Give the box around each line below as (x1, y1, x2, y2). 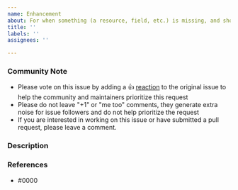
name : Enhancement (7, 10, 62, 18)
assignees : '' (7, 37, 50, 44)
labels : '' (7, 30, 40, 38)
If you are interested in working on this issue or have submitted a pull (17, 116, 220, 124)
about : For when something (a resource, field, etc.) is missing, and (7, 17, 220, 24)
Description (7, 141, 49, 151)
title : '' (7, 23, 37, 30)
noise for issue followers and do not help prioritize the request (17, 108, 200, 117)
